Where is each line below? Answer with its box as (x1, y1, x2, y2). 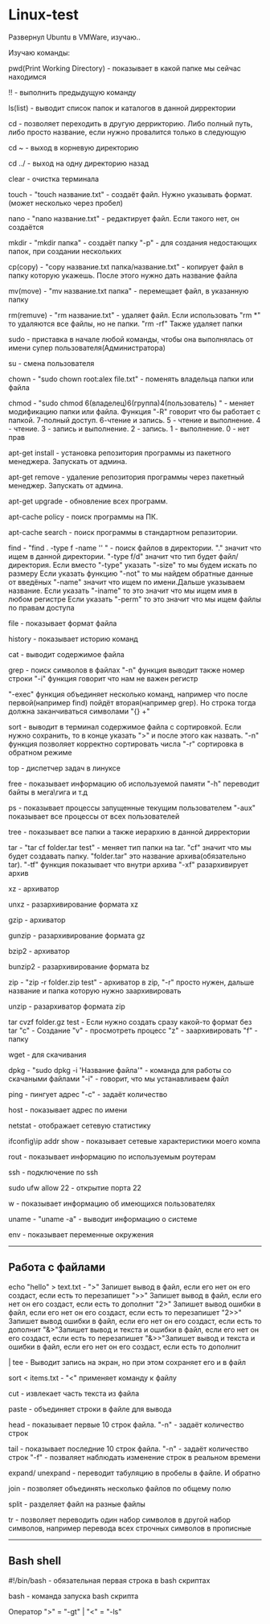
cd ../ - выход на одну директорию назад (8, 158, 149, 168)
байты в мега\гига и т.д (8, 787, 88, 797)
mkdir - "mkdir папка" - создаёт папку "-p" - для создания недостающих (8, 237, 257, 247)
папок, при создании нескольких (8, 246, 122, 256)
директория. (8, 560, 51, 569)
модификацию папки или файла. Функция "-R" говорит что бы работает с (8, 406, 261, 416)
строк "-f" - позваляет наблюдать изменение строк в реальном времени (8, 1452, 261, 1462)
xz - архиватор (8, 883, 59, 894)
